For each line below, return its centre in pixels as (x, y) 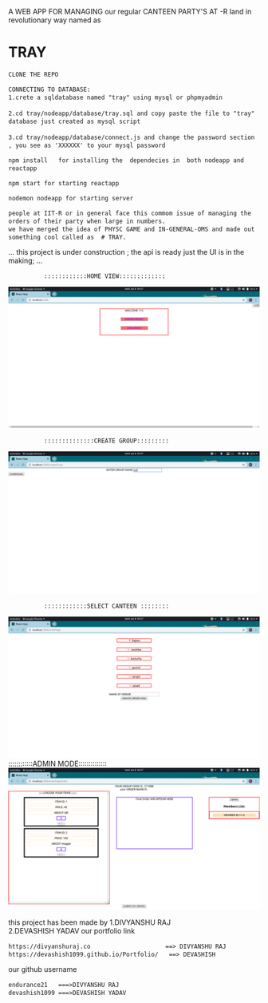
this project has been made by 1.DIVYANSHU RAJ (90, 922)
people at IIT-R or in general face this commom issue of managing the (130, 213)
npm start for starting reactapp (64, 183)
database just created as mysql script (75, 121)
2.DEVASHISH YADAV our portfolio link (72, 930)
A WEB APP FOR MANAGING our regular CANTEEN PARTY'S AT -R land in (130, 12)
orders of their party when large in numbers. (87, 221)
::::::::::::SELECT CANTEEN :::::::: (106, 606)
